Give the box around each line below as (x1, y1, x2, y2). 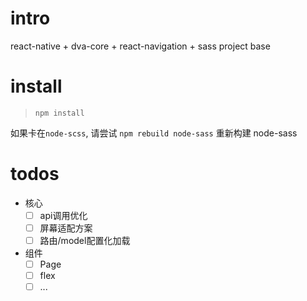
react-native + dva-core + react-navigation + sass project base (10, 40, 271, 52)
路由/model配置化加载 (39, 234, 131, 246)
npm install (34, 108, 85, 118)
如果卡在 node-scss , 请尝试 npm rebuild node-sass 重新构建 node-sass (10, 127, 298, 139)
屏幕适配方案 (39, 222, 93, 234)
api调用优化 (39, 209, 88, 221)
